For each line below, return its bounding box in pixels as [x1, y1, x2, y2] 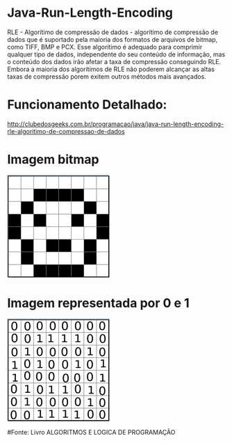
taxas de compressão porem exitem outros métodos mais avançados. [7, 72, 206, 81]
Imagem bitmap [7, 152, 99, 168]
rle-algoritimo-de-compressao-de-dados [7, 127, 125, 135]
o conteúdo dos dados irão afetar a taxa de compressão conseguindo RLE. [7, 57, 222, 65]
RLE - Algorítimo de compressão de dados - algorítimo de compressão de [7, 28, 219, 36]
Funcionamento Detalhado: [7, 97, 167, 113]
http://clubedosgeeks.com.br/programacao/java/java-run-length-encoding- [7, 120, 224, 128]
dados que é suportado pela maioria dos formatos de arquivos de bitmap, [7, 35, 218, 43]
